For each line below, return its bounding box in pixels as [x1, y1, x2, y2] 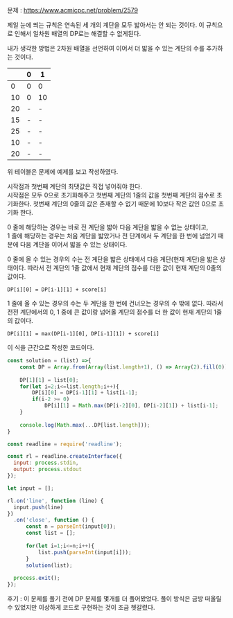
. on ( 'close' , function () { [13, 517, 95, 524]
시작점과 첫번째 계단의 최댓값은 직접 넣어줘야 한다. [7, 182, 143, 191]
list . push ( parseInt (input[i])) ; [37, 549, 132, 556]
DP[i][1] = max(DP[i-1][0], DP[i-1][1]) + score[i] [7, 330, 159, 337]
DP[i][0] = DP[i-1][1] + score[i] [7, 286, 107, 293]
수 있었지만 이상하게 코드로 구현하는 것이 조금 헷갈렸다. [7, 603, 155, 611]
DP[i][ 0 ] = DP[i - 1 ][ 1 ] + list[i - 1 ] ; [32, 389, 138, 396]
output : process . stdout [13, 466, 82, 473]
